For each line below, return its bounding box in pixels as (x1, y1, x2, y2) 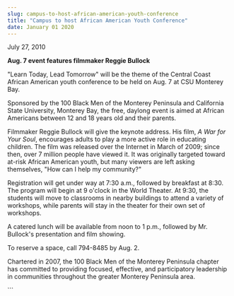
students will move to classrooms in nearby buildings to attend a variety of (7, 194, 224, 202)
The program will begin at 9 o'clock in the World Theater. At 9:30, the (7, 187, 209, 195)
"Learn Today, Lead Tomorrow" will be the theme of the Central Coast (7, 70, 211, 78)
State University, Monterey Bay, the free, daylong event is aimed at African (7, 107, 225, 115)
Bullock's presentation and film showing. (7, 230, 126, 239)
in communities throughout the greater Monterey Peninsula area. (7, 273, 196, 281)
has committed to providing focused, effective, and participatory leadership (7, 265, 228, 273)
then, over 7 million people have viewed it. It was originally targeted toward (7, 150, 226, 159)
